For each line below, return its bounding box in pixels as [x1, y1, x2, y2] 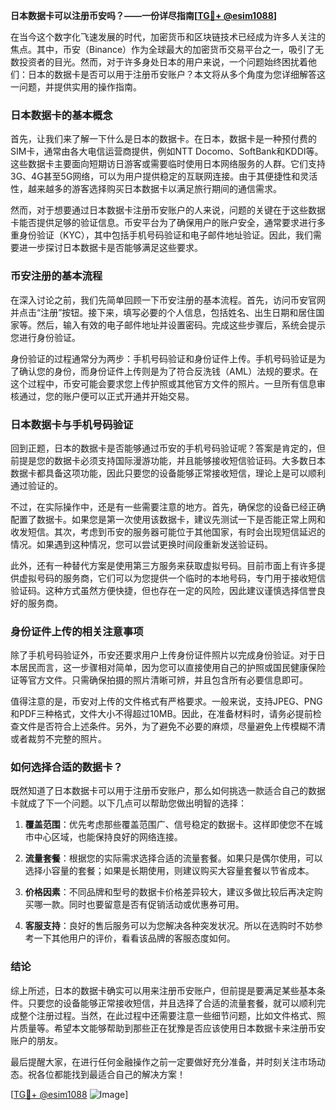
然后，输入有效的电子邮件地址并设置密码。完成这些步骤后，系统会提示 [36, 319, 326, 331]
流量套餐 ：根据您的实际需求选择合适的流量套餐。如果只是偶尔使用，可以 [24, 852, 323, 864]
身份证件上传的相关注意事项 [10, 624, 144, 638]
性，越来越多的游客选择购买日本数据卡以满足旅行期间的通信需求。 [10, 183, 282, 195]
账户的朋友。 [10, 1034, 63, 1046]
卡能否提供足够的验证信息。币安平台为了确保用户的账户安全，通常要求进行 [10, 217, 317, 229]
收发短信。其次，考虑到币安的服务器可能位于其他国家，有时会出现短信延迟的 [10, 525, 326, 538]
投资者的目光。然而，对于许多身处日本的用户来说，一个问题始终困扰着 [18, 56, 308, 68]
